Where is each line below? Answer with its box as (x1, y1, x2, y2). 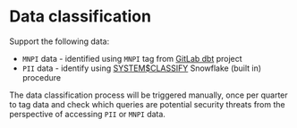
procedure (21, 72, 62, 82)
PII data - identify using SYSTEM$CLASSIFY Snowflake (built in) (21, 63, 262, 73)
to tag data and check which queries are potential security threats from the (9, 98, 285, 109)
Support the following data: (9, 36, 110, 47)
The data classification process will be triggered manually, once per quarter (9, 90, 288, 100)
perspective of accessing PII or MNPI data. (9, 108, 165, 119)
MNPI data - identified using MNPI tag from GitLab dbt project (21, 53, 243, 64)
